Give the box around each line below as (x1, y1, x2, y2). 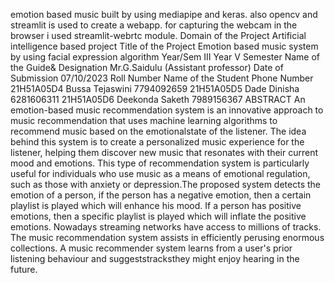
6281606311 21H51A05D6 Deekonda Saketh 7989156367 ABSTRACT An (10, 94, 306, 105)
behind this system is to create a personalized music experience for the (10, 136, 305, 148)
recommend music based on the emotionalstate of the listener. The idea (10, 125, 307, 137)
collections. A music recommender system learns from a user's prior (10, 242, 293, 254)
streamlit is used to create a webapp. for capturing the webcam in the (10, 19, 298, 31)
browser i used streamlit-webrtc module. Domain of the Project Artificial (10, 30, 307, 41)
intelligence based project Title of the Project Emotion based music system (10, 40, 319, 52)
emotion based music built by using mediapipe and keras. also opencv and (10, 9, 318, 20)
